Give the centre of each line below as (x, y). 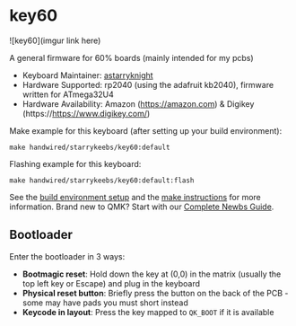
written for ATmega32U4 (68, 94)
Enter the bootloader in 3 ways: (67, 256)
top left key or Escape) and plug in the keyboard (111, 283)
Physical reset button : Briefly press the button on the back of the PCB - (155, 293)
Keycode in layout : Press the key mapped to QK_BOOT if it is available (148, 312)
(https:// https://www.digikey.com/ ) (86, 113)
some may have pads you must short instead (105, 303)
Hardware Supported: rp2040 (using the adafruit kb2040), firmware (148, 84)
